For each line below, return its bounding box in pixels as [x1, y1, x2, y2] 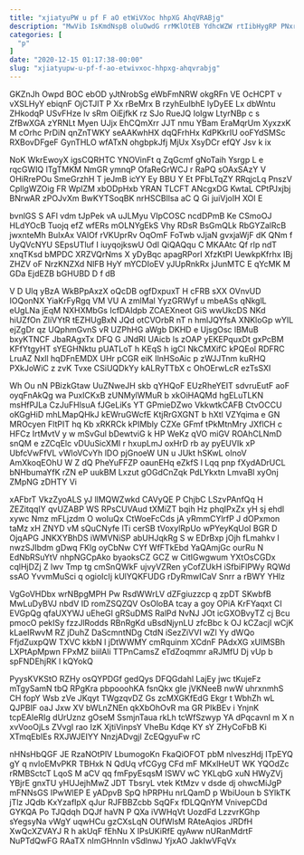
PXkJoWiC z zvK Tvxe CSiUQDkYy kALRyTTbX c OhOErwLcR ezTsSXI [9, 362, 271, 373]
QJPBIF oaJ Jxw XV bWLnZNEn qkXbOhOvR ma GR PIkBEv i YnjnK [9, 702, 260, 713]
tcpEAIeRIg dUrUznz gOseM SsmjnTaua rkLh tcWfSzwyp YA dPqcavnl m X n [9, 712, 295, 723]
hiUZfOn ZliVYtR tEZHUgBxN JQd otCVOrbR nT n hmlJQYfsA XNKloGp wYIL [9, 314, 294, 325]
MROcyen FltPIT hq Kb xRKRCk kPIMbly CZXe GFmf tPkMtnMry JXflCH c [9, 418, 283, 429]
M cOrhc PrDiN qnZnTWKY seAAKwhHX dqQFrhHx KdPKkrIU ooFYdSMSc [9, 127, 286, 138]
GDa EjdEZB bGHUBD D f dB [9, 268, 116, 279]
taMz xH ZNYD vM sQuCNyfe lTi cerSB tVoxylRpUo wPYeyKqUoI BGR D [9, 523, 278, 533]
